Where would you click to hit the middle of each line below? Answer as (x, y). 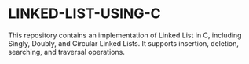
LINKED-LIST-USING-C (84, 14)
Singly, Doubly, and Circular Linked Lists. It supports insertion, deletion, (124, 43)
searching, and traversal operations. (67, 52)
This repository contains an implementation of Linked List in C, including (125, 35)
